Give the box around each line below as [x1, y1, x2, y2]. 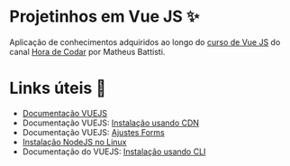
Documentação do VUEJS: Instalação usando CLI [22, 146, 206, 157]
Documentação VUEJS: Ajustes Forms [22, 126, 165, 137]
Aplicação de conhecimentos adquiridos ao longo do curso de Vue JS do [9, 36, 281, 47]
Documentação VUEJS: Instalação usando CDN [22, 117, 200, 128]
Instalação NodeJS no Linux [22, 136, 127, 147]
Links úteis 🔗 [9, 78, 106, 98]
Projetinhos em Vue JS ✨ [9, 6, 200, 27]
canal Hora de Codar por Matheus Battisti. [9, 46, 166, 57]
